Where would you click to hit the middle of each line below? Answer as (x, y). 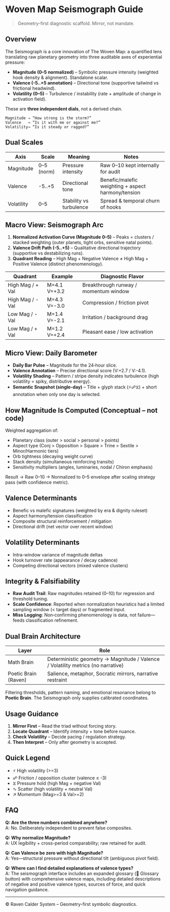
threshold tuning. (30, 599)
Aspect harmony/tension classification (52, 516)
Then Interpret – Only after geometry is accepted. (65, 742)
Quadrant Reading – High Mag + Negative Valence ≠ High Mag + (80, 259)
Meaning (79, 156)
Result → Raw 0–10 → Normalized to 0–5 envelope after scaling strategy (80, 477)
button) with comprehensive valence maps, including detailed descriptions (83, 879)
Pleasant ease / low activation (118, 332)
